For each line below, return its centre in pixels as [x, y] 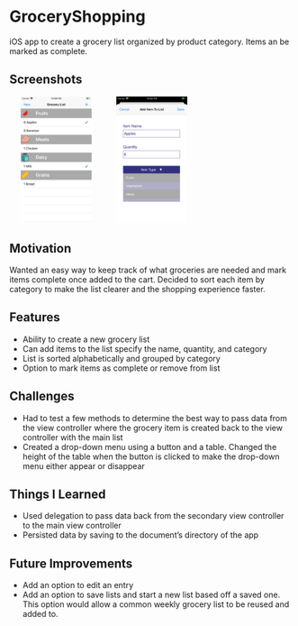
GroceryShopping [77, 17]
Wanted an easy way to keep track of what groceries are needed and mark [148, 270]
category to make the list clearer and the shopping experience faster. [137, 289]
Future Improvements [71, 563]
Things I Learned [58, 494]
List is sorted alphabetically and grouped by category [121, 358]
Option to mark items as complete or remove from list [121, 368]
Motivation [41, 249]
